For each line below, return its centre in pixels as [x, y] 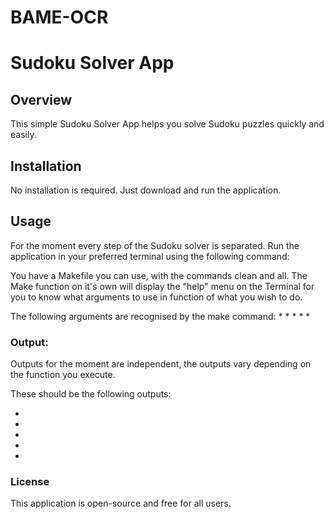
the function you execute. [63, 375]
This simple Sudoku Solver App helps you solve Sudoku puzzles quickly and [167, 124]
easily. [23, 135]
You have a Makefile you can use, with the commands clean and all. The [159, 275]
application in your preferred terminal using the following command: [150, 256]
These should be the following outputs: [91, 394]
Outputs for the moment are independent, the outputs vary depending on [161, 364]
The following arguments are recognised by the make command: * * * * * [160, 316]
